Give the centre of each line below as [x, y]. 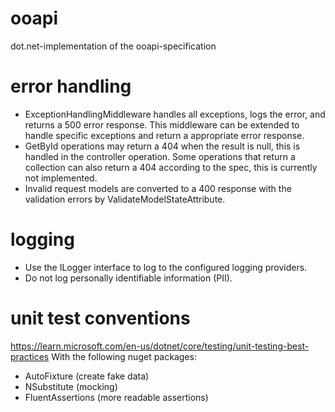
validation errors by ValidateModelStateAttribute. [125, 199]
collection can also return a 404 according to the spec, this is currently [171, 167]
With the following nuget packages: [124, 356]
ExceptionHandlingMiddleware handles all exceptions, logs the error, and [175, 114]
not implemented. [61, 178]
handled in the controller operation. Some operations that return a [160, 156]
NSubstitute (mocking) [71, 386]
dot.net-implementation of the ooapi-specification [113, 46]
